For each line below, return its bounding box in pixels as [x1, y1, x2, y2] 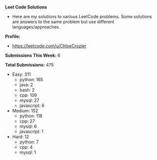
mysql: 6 [19, 123, 37, 129]
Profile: [5, 34, 21, 39]
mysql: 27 [19, 97, 40, 103]
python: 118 [19, 113, 43, 119]
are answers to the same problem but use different [12, 19, 114, 24]
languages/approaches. [12, 24, 60, 30]
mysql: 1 [19, 149, 36, 155]
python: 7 [19, 139, 39, 145]
